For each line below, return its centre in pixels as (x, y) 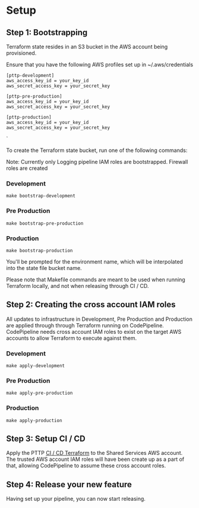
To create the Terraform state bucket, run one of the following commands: (97, 150)
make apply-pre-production (40, 393)
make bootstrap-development (41, 196)
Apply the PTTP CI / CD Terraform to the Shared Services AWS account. (94, 453)
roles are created (27, 168)
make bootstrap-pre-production (45, 223)
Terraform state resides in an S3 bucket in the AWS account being (87, 47)
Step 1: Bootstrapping (47, 32)
